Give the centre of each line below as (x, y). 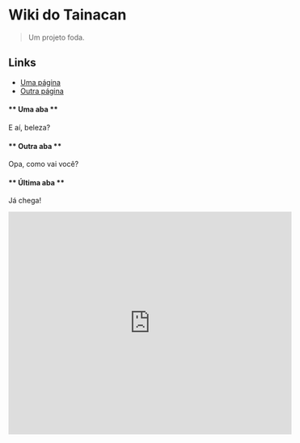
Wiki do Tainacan (68, 15)
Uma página (40, 82)
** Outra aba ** (35, 146)
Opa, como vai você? (44, 164)
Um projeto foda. (56, 37)
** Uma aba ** (33, 109)
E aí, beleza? (30, 127)
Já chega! (25, 201)
